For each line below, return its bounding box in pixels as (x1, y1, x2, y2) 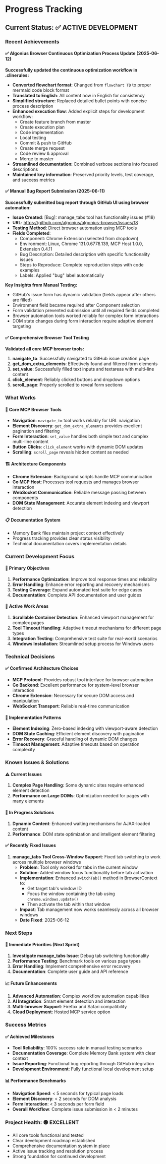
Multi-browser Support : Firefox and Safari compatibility (12, 1004, 127, 1010)
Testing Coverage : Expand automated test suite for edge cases (12, 586, 143, 592)
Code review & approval (19, 150, 69, 156)
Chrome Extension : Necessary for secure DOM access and (12, 693, 135, 699)
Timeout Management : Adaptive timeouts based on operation (12, 741, 140, 747)
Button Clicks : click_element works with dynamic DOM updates (12, 444, 144, 450)
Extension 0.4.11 (19, 246, 53, 252)
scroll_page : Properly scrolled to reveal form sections (12, 382, 123, 388)
